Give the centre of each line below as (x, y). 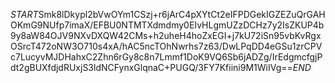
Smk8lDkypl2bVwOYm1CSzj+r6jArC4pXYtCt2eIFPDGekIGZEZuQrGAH (182, 14)
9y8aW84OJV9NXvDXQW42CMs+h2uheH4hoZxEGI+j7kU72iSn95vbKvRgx (166, 35)
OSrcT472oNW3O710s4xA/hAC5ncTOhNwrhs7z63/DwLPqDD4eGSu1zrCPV (166, 46)
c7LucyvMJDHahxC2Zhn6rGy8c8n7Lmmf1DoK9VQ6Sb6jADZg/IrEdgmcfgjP (166, 57)
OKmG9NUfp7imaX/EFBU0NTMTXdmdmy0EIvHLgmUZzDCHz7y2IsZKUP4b (167, 25)
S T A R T (24, 14)
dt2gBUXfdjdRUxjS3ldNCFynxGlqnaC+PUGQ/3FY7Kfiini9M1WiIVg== (151, 67)
